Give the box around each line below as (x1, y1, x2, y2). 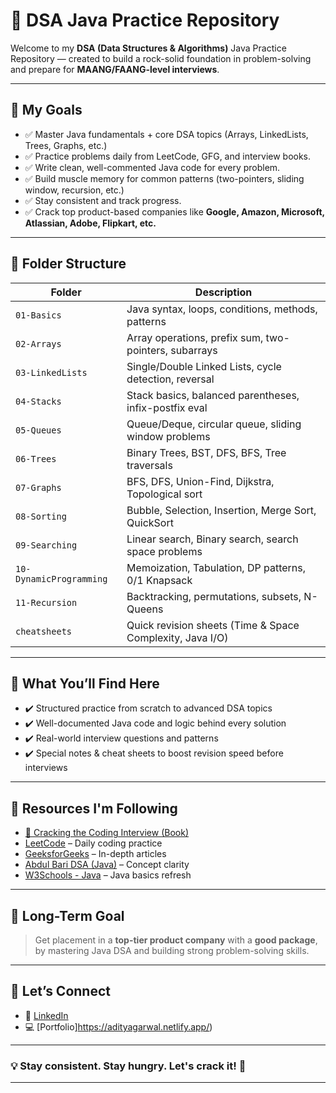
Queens (126, 602, 164, 616)
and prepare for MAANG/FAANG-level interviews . (10, 63, 220, 75)
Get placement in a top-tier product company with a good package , (34, 934, 318, 946)
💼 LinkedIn (24, 1009, 69, 1021)
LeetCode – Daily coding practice (24, 837, 163, 849)
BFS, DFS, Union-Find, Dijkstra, (126, 474, 275, 488)
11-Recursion (15, 597, 78, 608)
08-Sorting (15, 510, 67, 522)
